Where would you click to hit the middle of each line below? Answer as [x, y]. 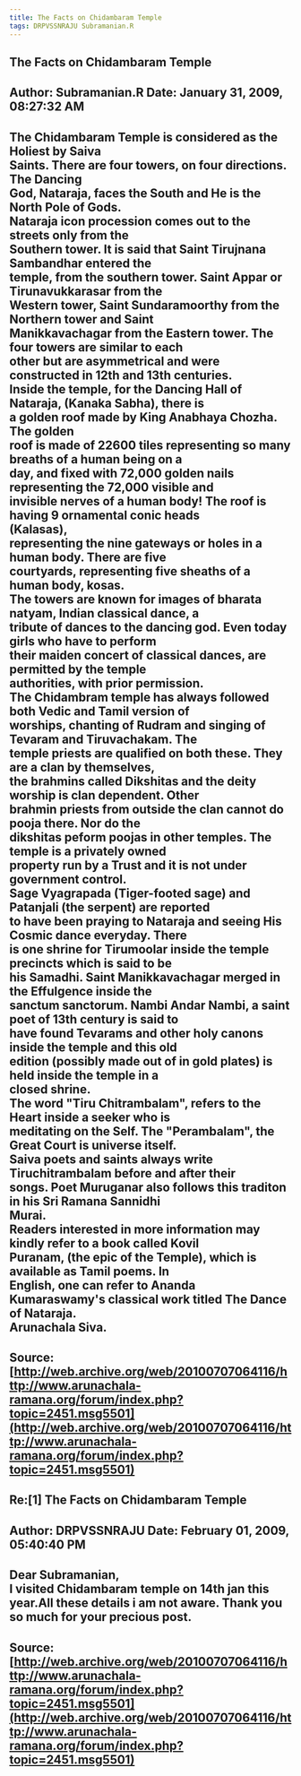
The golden [42, 431]
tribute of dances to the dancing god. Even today [148, 627]
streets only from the [69, 235]
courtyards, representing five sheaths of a [130, 571]
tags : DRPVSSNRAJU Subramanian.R [72, 26]
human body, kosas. [67, 585]
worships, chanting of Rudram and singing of [138, 725]
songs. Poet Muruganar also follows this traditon [148, 1187]
